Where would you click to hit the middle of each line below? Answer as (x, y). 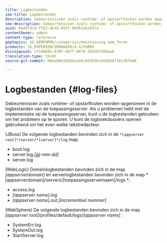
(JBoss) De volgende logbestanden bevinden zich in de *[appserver (75, 134)
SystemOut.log (28, 230)
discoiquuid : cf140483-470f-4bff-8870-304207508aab (60, 51)
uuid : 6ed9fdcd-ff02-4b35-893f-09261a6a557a (52, 28)
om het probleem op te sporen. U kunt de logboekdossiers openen (73, 120)
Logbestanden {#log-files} (62, 90)
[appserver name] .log (35, 195)
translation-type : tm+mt (31, 56)
